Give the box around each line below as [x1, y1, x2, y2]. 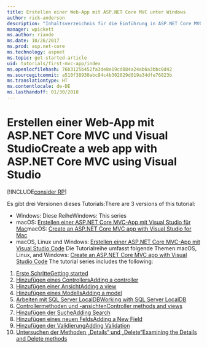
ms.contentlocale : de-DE [7, 84, 71, 90]
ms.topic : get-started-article [7, 55, 87, 61]
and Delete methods [15, 334, 68, 342]
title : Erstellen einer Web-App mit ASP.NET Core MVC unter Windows [7, 9, 186, 15]
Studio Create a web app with [7, 142, 157, 156]
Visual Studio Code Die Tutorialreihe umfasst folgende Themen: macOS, [15, 244, 197, 252]
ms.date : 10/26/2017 [7, 38, 60, 44]
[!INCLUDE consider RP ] [7, 188, 67, 196]
